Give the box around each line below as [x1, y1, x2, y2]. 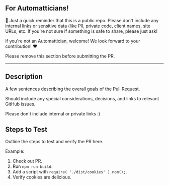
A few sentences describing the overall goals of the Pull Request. [5, 86, 140, 92]
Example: [5, 148, 25, 154]
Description [5, 73, 43, 81]
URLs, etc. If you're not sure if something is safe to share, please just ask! [5, 28, 157, 34]
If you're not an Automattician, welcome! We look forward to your [5, 38, 140, 44]
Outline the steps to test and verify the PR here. [5, 139, 104, 145]
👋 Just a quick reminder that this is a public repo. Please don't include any [5, 17, 159, 23]
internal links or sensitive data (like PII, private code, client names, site [5, 23, 151, 29]
